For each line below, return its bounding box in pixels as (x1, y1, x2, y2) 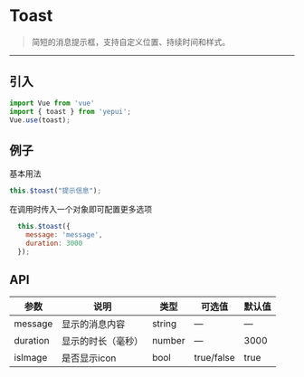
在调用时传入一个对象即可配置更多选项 (9, 204, 152, 215)
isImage (14, 352, 48, 364)
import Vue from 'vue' (9, 99, 95, 108)
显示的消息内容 (62, 318, 126, 331)
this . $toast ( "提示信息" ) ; (9, 186, 102, 195)
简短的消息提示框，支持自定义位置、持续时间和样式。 (31, 36, 231, 47)
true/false (194, 352, 235, 364)
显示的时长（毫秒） (62, 335, 144, 348)
